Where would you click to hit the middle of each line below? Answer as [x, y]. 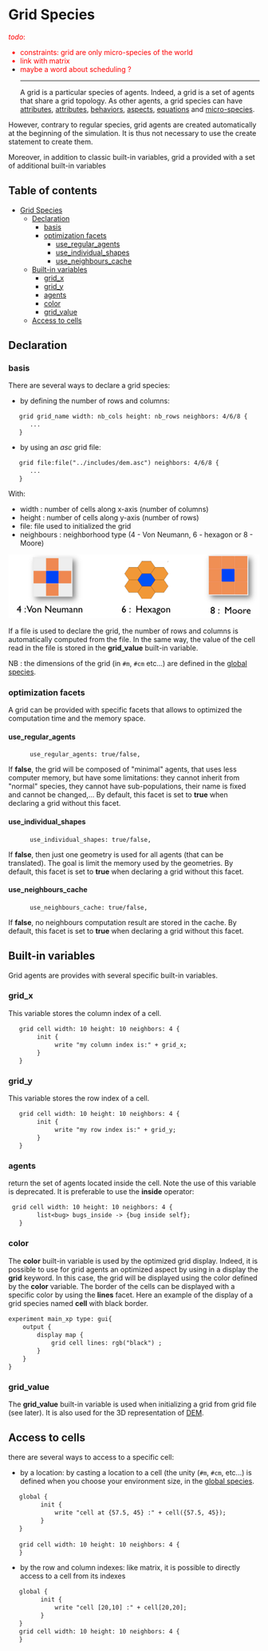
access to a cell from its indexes [73, 1576]
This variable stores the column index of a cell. [85, 1013]
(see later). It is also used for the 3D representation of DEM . [106, 1413]
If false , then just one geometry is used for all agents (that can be [116, 854]
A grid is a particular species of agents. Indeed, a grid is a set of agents [137, 92]
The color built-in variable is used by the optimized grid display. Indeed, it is [133, 1260]
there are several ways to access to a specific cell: [91, 1457]
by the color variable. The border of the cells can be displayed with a [122, 1286]
